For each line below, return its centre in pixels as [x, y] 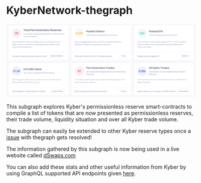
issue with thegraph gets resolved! [49, 137]
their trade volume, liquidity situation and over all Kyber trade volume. [92, 119]
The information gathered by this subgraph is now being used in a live [93, 149]
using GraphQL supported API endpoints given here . [71, 173]
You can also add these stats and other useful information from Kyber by [96, 167]
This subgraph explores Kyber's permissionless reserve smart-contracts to [99, 107]
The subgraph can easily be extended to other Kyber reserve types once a [99, 131]
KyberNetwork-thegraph [70, 10]
